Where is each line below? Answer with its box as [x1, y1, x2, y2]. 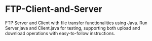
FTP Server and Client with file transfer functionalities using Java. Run [5, 20, 148, 26]
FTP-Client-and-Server [5, 3, 103, 15]
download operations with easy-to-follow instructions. [5, 30, 115, 36]
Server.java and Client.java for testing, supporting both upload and [5, 25, 141, 31]
